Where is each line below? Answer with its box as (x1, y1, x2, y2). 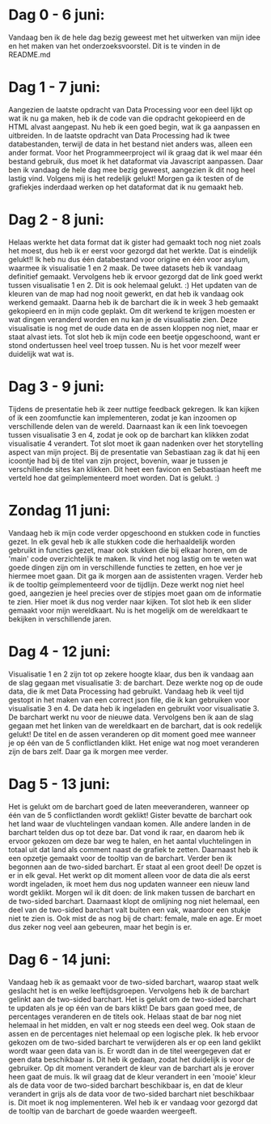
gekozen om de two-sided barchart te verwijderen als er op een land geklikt (8, 1037, 261, 1047)
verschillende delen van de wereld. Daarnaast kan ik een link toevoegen (8, 421, 248, 431)
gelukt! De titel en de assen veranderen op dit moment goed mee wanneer (8, 729, 256, 739)
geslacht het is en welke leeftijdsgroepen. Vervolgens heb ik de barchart (8, 986, 250, 995)
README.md (8, 49, 51, 59)
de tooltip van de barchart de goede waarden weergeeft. (8, 1106, 197, 1116)
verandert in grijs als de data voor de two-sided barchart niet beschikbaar (8, 1088, 255, 1098)
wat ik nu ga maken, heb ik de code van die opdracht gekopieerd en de (8, 113, 246, 123)
